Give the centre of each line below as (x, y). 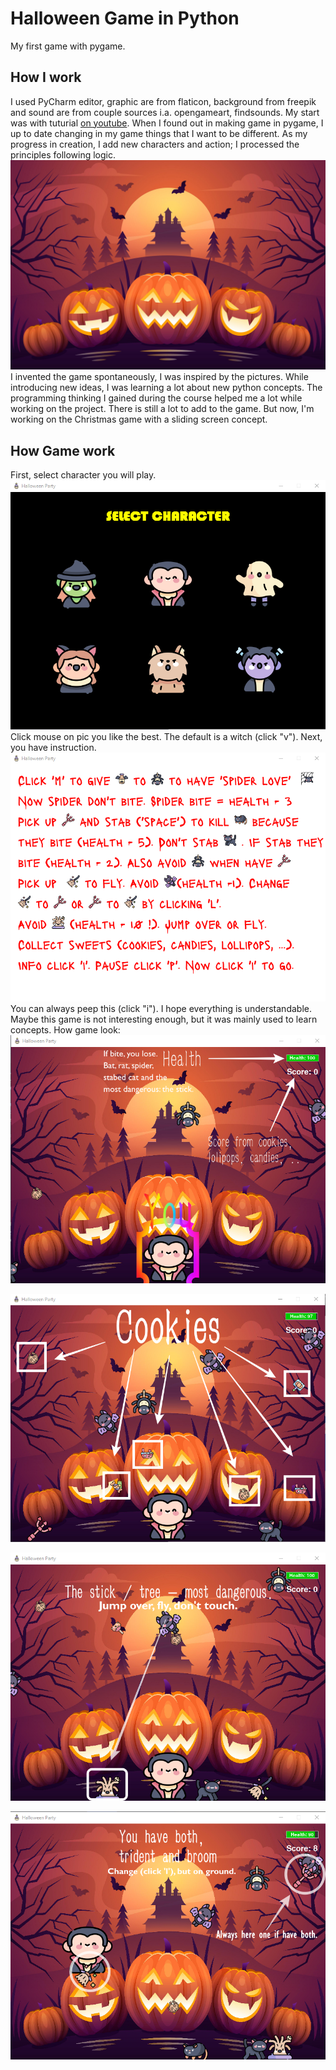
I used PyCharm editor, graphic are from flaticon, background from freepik (163, 101)
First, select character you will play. (83, 475)
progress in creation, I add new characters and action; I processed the (155, 144)
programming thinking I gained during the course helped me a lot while (156, 398)
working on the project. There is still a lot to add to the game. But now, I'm (162, 409)
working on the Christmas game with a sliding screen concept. (139, 419)
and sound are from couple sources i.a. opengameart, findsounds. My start (165, 112)
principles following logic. (63, 154)
